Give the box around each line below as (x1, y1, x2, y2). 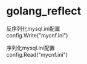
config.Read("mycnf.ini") (6, 51, 68, 58)
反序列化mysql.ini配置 (6, 25, 60, 32)
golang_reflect (6, 4, 82, 18)
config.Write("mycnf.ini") (6, 31, 68, 39)
